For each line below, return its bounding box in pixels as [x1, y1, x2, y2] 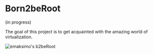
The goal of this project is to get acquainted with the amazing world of [5, 28, 148, 34]
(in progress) [5, 19, 32, 25]
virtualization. [5, 34, 33, 40]
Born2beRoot [5, 3, 61, 14]
